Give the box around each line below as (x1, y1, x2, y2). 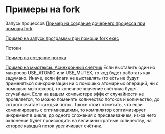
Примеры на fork (5, 4, 80, 15)
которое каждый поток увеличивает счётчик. (5, 123, 103, 129)
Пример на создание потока (5, 54, 66, 61)
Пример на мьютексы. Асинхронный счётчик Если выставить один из (5, 64, 155, 70)
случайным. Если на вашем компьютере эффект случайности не (5, 91, 144, 97)
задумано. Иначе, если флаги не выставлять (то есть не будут (5, 75, 139, 81)
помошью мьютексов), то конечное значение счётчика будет (5, 85, 137, 91)
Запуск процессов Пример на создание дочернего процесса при (5, 20, 146, 26)
